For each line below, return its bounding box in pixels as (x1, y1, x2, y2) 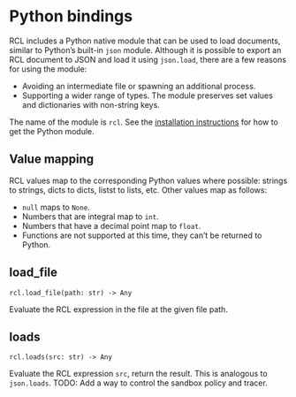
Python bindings (9, 6, 133, 27)
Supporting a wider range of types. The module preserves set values (21, 90, 274, 101)
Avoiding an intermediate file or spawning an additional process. (21, 80, 256, 91)
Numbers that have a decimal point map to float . (21, 220, 201, 231)
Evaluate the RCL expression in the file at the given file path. (9, 303, 228, 315)
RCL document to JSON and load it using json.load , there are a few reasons (9, 54, 287, 65)
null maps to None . (21, 202, 90, 212)
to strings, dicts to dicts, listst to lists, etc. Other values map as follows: (9, 184, 268, 195)
